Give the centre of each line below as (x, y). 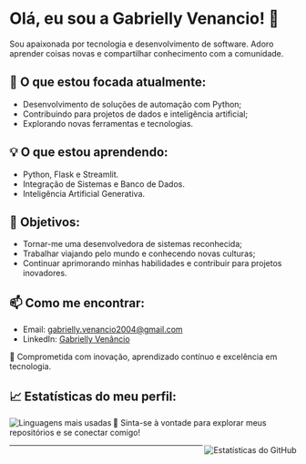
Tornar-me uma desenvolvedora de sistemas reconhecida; (133, 244)
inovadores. (45, 273)
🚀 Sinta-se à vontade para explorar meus (189, 423)
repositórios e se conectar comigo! (75, 433)
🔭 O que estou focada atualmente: (108, 82)
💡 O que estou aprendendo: (89, 153)
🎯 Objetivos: (45, 222)
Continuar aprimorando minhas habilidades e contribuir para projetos (152, 263)
